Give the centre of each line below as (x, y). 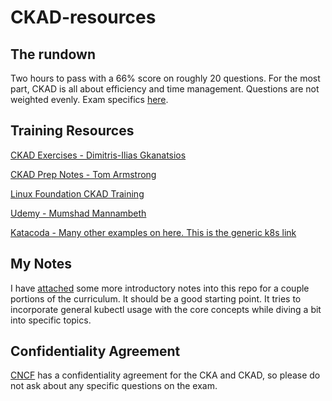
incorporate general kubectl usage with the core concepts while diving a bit (166, 309)
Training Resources (72, 131)
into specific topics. (51, 320)
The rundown (53, 54)
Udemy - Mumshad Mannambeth (78, 213)
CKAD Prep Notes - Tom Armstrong (83, 174)
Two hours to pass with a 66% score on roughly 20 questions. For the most (165, 78)
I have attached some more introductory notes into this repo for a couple (160, 288)
